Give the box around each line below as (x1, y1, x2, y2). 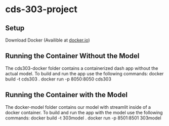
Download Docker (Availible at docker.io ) (5, 37, 90, 43)
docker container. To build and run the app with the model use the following (5, 109, 163, 115)
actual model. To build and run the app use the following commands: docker (5, 70, 164, 76)
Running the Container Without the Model (5, 52, 140, 60)
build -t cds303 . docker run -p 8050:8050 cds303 (5, 76, 111, 82)
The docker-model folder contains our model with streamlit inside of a (5, 104, 151, 110)
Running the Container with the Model (5, 91, 128, 99)
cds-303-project (5, 4, 77, 15)
